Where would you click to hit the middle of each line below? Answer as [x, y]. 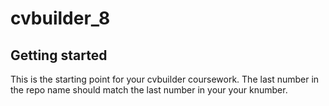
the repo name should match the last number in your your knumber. [149, 90]
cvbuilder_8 [60, 18]
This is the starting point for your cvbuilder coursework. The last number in [165, 79]
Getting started [59, 55]
